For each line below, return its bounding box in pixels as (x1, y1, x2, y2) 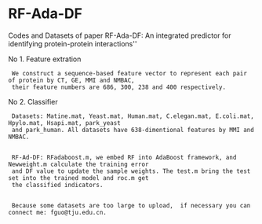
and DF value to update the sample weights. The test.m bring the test (11, 167, 251, 175)
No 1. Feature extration (8, 54, 82, 64)
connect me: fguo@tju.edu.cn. (8, 208, 107, 216)
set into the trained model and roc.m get (8, 174, 149, 182)
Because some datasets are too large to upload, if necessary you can (11, 201, 251, 209)
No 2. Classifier (8, 97, 59, 106)
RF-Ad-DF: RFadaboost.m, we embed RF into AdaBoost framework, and (11, 153, 237, 161)
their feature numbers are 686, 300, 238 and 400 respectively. (11, 83, 226, 91)
